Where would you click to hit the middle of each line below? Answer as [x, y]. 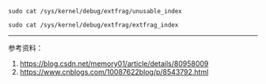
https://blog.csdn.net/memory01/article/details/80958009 [114, 64]
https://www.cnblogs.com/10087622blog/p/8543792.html [114, 72]
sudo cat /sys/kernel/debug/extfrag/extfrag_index [93, 25]
